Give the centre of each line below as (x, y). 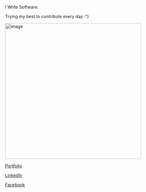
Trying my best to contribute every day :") (47, 16)
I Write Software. (22, 7)
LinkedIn (14, 175)
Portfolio (14, 166)
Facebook (15, 185)
